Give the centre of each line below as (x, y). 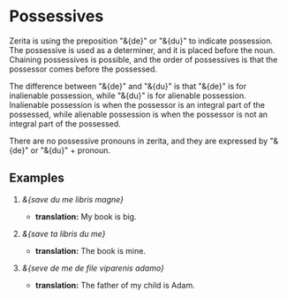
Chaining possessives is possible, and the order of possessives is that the (143, 59)
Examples (37, 178)
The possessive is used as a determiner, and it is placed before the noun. (142, 50)
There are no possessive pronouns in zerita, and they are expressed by (139, 141)
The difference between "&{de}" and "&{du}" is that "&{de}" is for (128, 86)
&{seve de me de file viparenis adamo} (93, 268)
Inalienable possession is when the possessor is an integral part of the (137, 104)
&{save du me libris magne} (72, 199)
